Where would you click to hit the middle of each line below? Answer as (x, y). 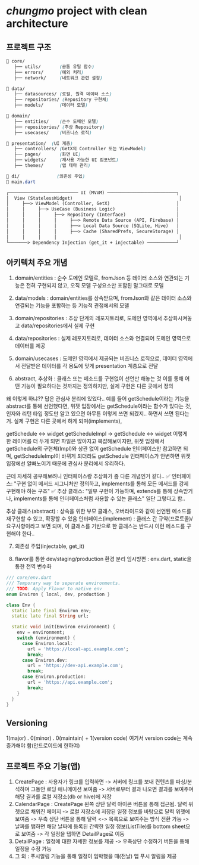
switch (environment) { (46, 638)
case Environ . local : (47, 643)
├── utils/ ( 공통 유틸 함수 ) (54, 67)
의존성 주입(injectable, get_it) (50, 546)
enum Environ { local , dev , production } (58, 594)
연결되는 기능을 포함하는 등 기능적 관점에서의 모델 (72, 306)
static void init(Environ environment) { (64, 627)
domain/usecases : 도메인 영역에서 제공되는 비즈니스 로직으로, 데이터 (96, 358)
